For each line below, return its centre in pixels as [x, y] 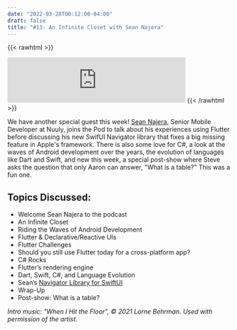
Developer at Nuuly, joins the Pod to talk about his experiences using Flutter [118, 130]
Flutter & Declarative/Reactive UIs [67, 237]
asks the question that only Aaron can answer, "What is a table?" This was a [119, 167]
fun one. [20, 175]
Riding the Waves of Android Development [80, 230]
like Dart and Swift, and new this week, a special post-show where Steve [114, 160]
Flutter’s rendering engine [56, 267]
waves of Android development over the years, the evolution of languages [116, 152]
